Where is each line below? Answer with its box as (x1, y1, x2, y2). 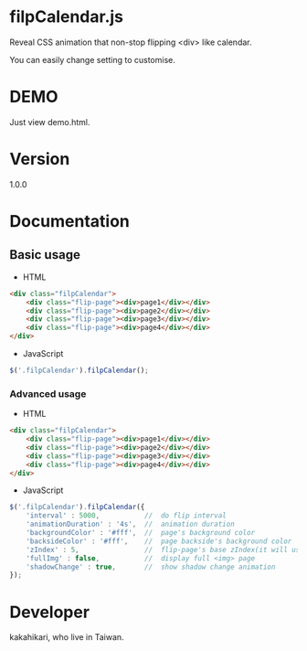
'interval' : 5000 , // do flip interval (26, 511, 227, 520)
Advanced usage (9, 387, 87, 400)
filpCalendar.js (9, 6, 124, 27)
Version (9, 149, 70, 170)
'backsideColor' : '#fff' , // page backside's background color (26, 537, 292, 546)
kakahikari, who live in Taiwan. (9, 632, 125, 643)
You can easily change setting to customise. (9, 54, 175, 65)
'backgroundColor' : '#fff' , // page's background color (26, 528, 256, 538)
